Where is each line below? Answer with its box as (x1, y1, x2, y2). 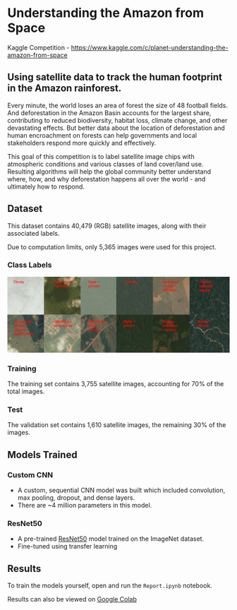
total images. (7, 387, 45, 395)
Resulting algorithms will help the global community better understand (7, 167, 212, 176)
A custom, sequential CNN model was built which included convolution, (17, 486, 226, 494)
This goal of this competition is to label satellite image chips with (7, 152, 195, 160)
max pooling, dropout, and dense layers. (17, 493, 135, 502)
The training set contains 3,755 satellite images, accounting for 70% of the (7, 379, 224, 388)
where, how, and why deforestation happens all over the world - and (7, 174, 206, 183)
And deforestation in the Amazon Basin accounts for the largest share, (7, 108, 212, 117)
